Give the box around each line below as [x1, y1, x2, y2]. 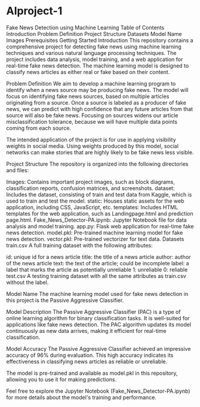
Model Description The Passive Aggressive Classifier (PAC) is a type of [6, 308, 181, 315]
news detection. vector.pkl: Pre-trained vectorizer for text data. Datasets [6, 235, 184, 243]
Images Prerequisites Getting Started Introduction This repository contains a [6, 36, 193, 44]
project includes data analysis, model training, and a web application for [6, 56, 183, 63]
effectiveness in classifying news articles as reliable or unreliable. [6, 357, 168, 365]
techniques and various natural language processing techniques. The [6, 49, 177, 56]
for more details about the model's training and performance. [6, 393, 157, 401]
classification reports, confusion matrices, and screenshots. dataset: [6, 184, 175, 192]
